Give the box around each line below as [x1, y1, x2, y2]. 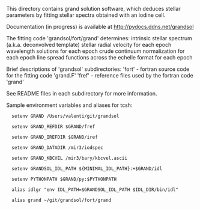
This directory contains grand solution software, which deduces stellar [6, 5, 181, 12]
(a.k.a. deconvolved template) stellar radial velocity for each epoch [6, 41, 172, 48]
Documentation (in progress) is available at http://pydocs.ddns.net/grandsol [6, 23, 194, 30]
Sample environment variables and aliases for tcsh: [6, 101, 133, 109]
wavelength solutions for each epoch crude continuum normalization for [6, 47, 185, 55]
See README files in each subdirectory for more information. [6, 90, 157, 97]
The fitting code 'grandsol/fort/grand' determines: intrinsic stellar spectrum [6, 35, 192, 41]
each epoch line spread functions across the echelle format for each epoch [6, 54, 193, 61]
